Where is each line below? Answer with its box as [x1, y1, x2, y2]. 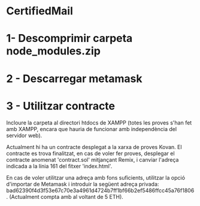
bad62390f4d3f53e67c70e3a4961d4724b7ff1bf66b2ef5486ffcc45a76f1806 [6, 187, 195, 194]
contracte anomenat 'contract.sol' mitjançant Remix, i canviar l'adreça [6, 156, 179, 163]
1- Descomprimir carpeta [6, 32, 133, 46]
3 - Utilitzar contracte [6, 99, 116, 113]
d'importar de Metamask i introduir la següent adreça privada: [6, 180, 159, 187]
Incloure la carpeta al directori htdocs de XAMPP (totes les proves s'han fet [6, 119, 192, 126]
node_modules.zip [6, 44, 101, 58]
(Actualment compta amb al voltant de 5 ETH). [8, 193, 124, 200]
